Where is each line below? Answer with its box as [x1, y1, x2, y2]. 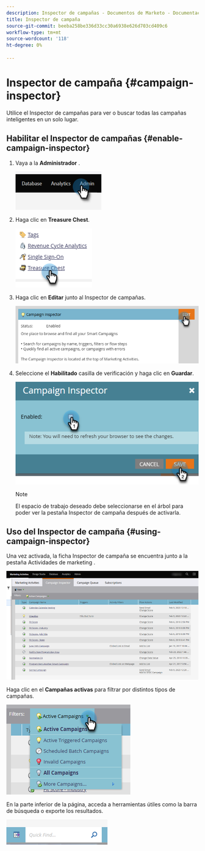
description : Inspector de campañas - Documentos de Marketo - [6, 10, 171, 16]
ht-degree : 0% [6, 42, 43, 48]
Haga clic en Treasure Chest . [15, 216, 90, 223]
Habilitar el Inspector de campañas [6, 134, 142, 144]
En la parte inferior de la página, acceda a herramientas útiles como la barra [6, 800, 197, 808]
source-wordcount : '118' [6, 36, 70, 42]
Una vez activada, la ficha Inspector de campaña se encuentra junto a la [6, 552, 188, 560]
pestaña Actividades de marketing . [6, 559, 96, 566]
